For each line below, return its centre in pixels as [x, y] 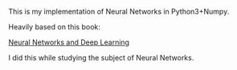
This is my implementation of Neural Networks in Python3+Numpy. [119, 12]
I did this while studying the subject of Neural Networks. [101, 58]
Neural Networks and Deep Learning [69, 42]
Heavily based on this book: [54, 27]
